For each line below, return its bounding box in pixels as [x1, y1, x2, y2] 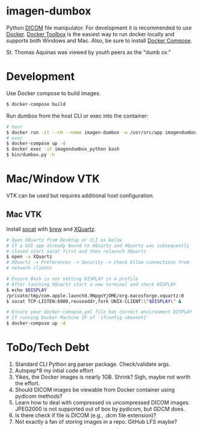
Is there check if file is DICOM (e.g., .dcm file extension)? [14, 411, 156, 419]
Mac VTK [6, 209, 42, 220]
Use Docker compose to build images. [6, 89, 101, 97]
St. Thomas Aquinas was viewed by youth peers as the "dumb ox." [6, 48, 171, 55]
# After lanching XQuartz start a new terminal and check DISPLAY [6, 281, 176, 287]
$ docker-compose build [6, 101, 66, 107]
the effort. [14, 379, 40, 386]
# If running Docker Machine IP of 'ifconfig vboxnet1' [6, 315, 149, 321]
